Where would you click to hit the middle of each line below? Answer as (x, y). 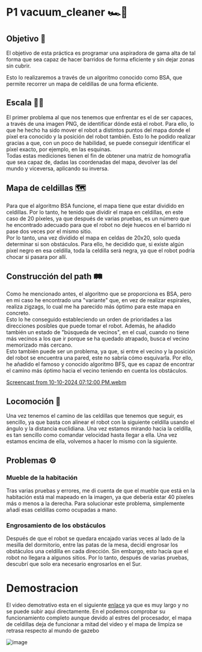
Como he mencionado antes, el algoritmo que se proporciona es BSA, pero (99, 294)
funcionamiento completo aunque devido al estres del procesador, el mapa (99, 618)
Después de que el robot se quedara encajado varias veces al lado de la (96, 539)
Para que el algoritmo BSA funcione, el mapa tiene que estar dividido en (95, 205)
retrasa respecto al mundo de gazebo (53, 631)
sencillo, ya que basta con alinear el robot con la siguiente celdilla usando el (100, 422)
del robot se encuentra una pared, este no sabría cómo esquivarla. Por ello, (100, 358)
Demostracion (42, 588)
